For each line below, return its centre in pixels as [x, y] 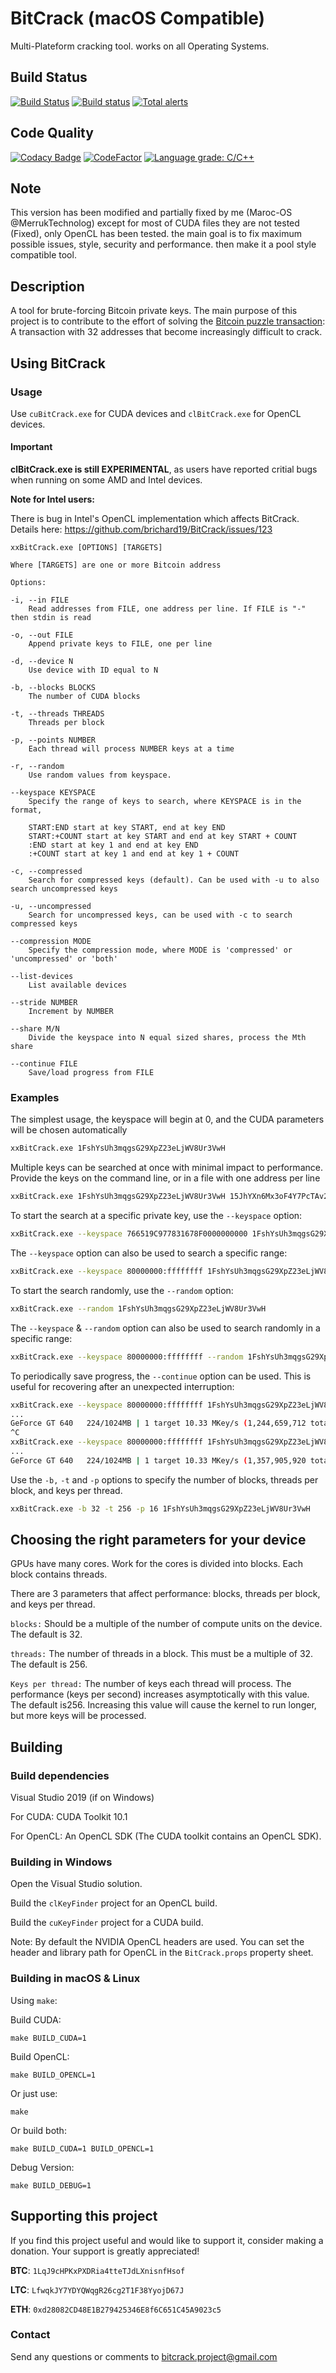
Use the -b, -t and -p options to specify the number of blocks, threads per [164, 1479]
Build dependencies [60, 1775]
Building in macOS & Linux [75, 1979]
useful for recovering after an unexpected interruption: [122, 1386]
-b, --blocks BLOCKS [53, 688]
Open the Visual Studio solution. [76, 1884]
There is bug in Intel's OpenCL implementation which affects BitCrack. [155, 519]
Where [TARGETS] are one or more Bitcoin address [116, 565]
